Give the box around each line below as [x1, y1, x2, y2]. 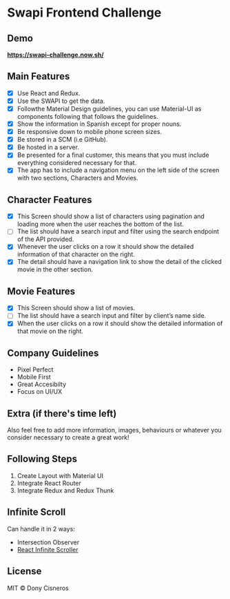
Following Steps [7, 453, 78, 465]
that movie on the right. [17, 327, 84, 336]
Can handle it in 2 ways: [7, 524, 76, 533]
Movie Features [7, 285, 76, 297]
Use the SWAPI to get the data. [17, 97, 105, 105]
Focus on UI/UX [17, 388, 63, 396]
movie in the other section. [17, 265, 93, 274]
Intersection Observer [17, 538, 80, 546]
